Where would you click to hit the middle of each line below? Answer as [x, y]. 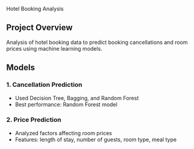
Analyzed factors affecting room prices [64, 133]
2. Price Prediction [34, 120]
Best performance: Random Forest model [66, 104]
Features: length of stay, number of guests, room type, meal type [95, 139]
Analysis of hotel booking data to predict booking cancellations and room [97, 42]
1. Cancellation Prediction [44, 85]
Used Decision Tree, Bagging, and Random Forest [77, 98]
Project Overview [39, 27]
